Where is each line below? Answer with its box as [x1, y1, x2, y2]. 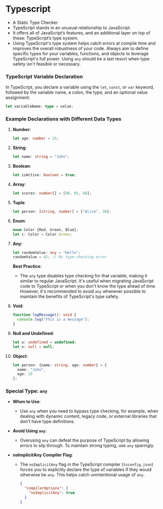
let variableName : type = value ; [5, 104, 74, 109]
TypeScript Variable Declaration [5, 73, 83, 80]
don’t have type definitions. [20, 418, 75, 425]
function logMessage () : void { [12, 313, 77, 317]
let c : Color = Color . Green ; [12, 232, 72, 237]
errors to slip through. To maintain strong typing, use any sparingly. [20, 443, 155, 449]
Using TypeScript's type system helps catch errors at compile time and [12, 40, 156, 46]
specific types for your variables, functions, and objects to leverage [12, 50, 149, 57]
